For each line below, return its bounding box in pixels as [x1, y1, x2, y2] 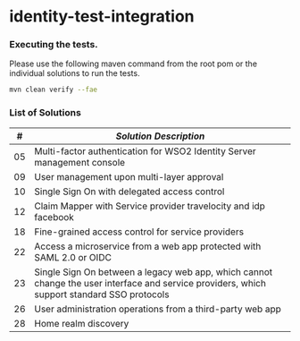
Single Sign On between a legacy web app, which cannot [34, 266, 273, 278]
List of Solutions [9, 107, 82, 119]
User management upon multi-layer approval [34, 170, 224, 183]
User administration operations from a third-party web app [34, 303, 281, 315]
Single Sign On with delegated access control [34, 185, 225, 198]
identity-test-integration [9, 6, 195, 27]
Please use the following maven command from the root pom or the [9, 58, 257, 69]
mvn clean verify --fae [9, 85, 98, 95]
